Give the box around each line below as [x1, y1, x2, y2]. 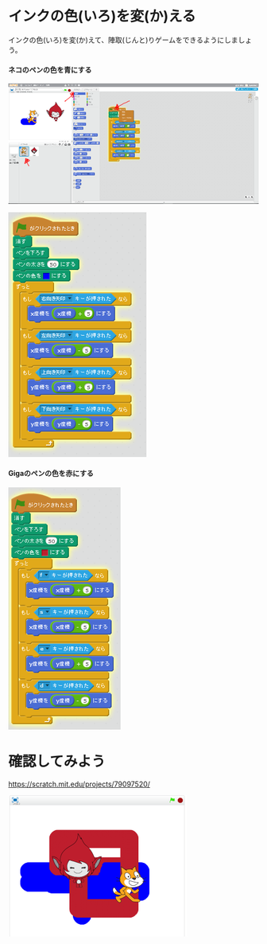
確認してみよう [8, 753, 106, 770]
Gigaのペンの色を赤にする [8, 469, 94, 478]
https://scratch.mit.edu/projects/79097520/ [8, 779, 151, 789]
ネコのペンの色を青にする [8, 64, 92, 74]
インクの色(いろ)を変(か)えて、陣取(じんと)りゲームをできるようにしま [8, 35, 238, 45]
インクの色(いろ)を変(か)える [8, 7, 196, 25]
